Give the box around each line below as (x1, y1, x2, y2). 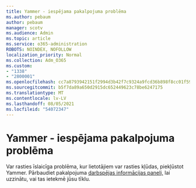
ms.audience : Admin (6, 30, 54, 36)
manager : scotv (6, 25, 43, 31)
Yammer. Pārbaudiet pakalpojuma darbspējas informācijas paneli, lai (6, 169, 170, 176)
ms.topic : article (6, 36, 51, 41)
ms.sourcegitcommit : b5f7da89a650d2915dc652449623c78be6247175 (6, 85, 163, 90)
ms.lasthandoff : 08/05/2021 (6, 100, 75, 107)
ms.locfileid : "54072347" (6, 106, 69, 112)
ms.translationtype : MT (6, 90, 64, 96)
